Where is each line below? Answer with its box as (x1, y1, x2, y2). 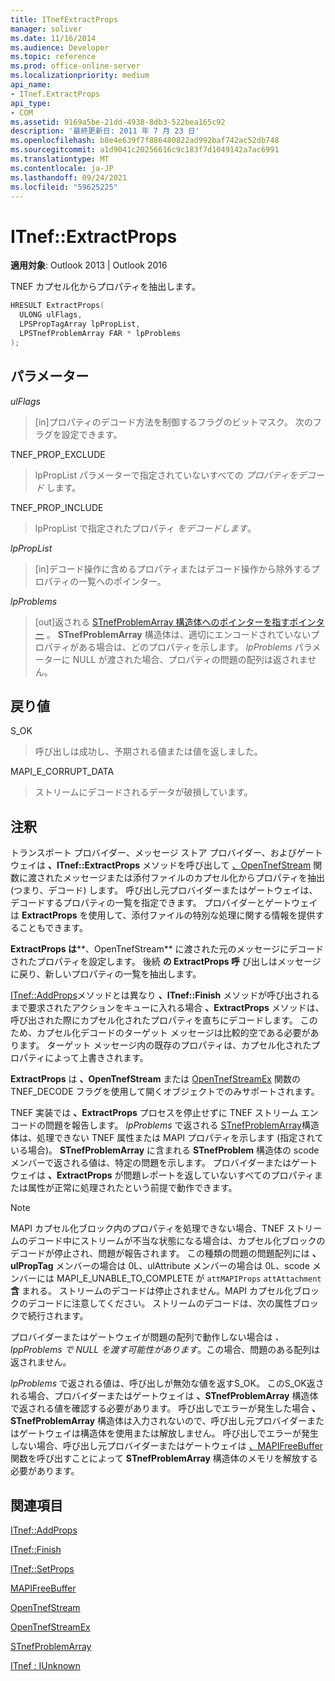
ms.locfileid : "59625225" (10, 182, 118, 192)
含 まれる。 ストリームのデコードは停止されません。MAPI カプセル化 (10, 1285, 293, 1297)
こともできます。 (18, 922, 89, 934)
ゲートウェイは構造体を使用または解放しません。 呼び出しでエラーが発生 (18, 1427, 320, 1440)
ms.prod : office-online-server (10, 61, 141, 71)
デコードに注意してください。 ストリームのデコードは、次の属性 (27, 1297, 293, 1310)
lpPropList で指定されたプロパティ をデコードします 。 (34, 522, 257, 534)
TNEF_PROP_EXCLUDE (10, 448, 106, 460)
